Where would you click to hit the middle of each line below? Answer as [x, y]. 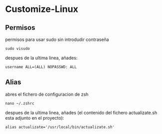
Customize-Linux [42, 9]
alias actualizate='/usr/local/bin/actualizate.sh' [60, 127]
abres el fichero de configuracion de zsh [47, 94]
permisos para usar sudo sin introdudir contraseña [57, 39]
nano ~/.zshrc [20, 103]
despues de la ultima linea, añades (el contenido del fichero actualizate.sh [81, 113]
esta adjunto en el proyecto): [35, 118]
